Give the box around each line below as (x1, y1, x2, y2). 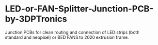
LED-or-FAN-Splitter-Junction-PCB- (5, 3, 154, 14)
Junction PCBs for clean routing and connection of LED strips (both (5, 29, 140, 35)
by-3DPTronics (5, 13, 67, 24)
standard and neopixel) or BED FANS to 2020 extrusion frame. (5, 34, 129, 40)
